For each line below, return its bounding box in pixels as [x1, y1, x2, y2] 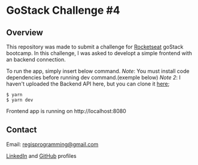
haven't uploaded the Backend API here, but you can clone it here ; [6, 80, 170, 87]
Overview [6, 27, 44, 38]
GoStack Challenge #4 [6, 4, 121, 17]
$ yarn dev [6, 97, 33, 103]
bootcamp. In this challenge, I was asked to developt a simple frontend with [6, 50, 193, 57]
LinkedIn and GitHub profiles [6, 152, 77, 159]
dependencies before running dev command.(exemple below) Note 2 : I [6, 74, 181, 81]
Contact [6, 125, 37, 135]
